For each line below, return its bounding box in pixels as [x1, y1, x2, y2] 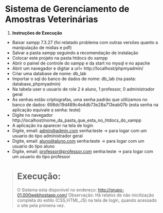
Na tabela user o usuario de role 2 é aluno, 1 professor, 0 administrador [12, 86, 155, 92]
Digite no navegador [12, 112, 53, 118]
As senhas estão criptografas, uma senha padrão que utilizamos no [12, 96, 147, 102]
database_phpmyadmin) [12, 81, 61, 86]
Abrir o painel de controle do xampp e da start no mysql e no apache [12, 60, 150, 66]
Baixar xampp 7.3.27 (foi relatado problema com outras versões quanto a [12, 39, 158, 45]
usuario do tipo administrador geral [12, 133, 83, 139]
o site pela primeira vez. [17, 202, 65, 208]
